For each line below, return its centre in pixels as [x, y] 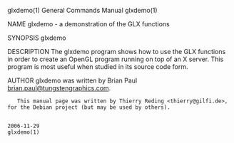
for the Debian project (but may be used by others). [89, 107]
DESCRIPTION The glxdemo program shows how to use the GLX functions [117, 52]
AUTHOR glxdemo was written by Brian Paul [72, 80]
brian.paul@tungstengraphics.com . [59, 88]
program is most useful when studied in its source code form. [98, 67]
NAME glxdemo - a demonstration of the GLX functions [88, 24]
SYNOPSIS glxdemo [37, 38]
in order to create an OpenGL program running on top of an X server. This [116, 59]
